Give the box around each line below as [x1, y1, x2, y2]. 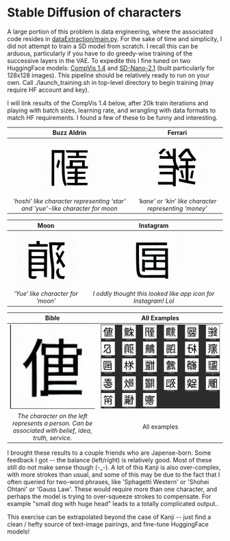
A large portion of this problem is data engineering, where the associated [7, 27, 214, 36]
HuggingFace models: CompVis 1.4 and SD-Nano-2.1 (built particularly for [7, 64, 215, 72]
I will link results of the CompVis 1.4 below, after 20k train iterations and [7, 99, 209, 107]
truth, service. [33, 433, 73, 442]
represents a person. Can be [12, 419, 93, 427]
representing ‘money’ [146, 204, 207, 212]
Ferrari [167, 129, 188, 137]
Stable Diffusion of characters [7, 5, 181, 21]
